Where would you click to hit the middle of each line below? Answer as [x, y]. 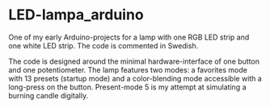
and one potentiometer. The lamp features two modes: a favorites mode [128, 69]
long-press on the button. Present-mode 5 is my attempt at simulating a [127, 87]
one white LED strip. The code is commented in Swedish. [103, 45]
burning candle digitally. [49, 95]
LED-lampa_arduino [76, 15]
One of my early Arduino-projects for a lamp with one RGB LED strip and [129, 37]
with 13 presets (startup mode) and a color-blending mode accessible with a [135, 78]
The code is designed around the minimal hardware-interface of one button [134, 61]
